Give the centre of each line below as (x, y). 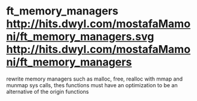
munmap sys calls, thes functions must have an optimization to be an (92, 85)
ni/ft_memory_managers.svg (80, 37)
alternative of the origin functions (48, 91)
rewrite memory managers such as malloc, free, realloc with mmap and (95, 79)
